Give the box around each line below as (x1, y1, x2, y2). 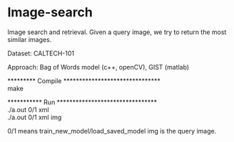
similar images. (7, 35, 52, 43)
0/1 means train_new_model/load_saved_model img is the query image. (7, 126, 217, 135)
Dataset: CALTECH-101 (7, 49, 75, 58)
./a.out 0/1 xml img (7, 113, 62, 121)
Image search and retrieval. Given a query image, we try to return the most (7, 28, 227, 36)
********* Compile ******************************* (7, 76, 161, 85)
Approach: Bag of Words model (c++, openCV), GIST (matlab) (7, 62, 190, 71)
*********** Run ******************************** (7, 97, 158, 106)
